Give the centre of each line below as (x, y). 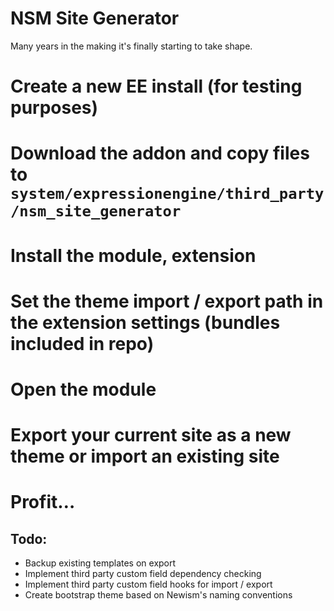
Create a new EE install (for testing (156, 86)
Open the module (83, 389)
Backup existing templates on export (100, 563)
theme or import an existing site (145, 456)
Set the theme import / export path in (167, 301)
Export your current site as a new (151, 435)
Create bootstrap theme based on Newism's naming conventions (158, 595)
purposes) (54, 108)
